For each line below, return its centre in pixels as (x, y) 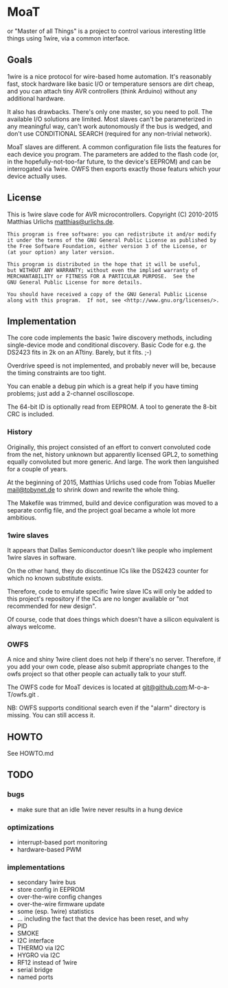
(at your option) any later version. (61, 252)
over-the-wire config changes (59, 897)
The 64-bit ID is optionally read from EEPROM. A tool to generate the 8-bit (112, 407)
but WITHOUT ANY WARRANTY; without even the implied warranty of (102, 270)
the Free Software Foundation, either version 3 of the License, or (107, 246)
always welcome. (32, 627)
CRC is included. (31, 414)
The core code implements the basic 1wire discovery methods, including (110, 338)
